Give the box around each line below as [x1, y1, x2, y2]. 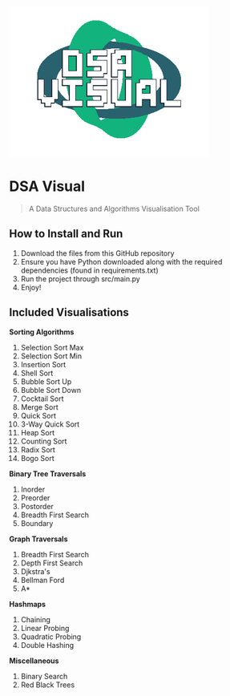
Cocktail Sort [20, 394, 64, 403]
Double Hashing [20, 640, 75, 649]
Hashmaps [9, 599, 46, 609]
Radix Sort [20, 444, 55, 455]
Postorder [20, 501, 54, 511]
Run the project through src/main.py [20, 273, 141, 283]
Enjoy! [20, 282, 42, 292]
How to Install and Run [9, 227, 123, 241]
